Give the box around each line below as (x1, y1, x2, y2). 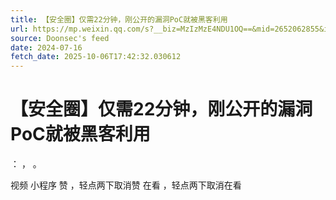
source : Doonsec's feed (10, 33, 110, 43)
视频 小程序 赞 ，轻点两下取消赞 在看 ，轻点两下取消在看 (10, 179, 242, 191)
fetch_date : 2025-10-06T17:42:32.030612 (10, 52, 182, 62)
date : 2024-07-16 (10, 42, 83, 53)
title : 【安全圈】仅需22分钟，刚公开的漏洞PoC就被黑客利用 (10, 14, 228, 25)
